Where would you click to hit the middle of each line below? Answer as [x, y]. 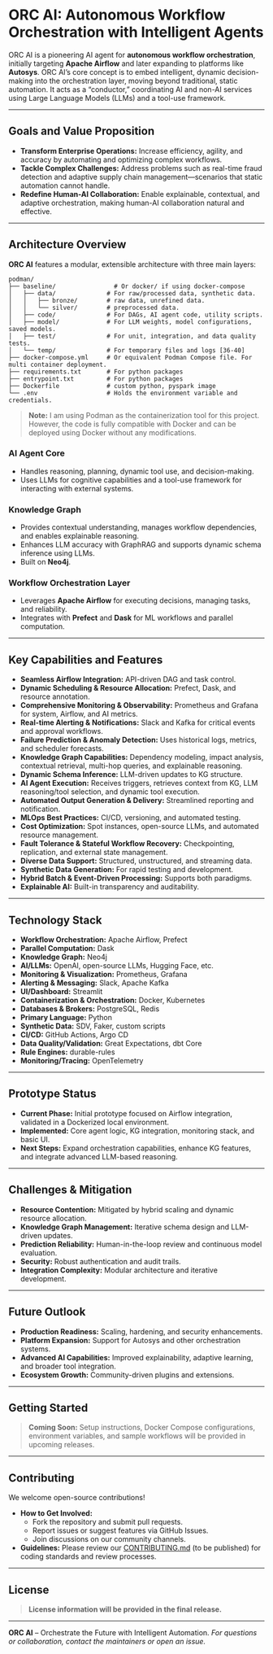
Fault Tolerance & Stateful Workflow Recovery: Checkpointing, [127, 844]
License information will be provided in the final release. [125, 1609]
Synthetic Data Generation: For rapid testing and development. [127, 870]
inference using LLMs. [57, 553]
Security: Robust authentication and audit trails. [100, 1261]
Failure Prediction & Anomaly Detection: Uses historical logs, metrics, [139, 740]
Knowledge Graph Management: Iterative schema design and [125, 1227]
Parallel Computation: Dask [67, 949]
